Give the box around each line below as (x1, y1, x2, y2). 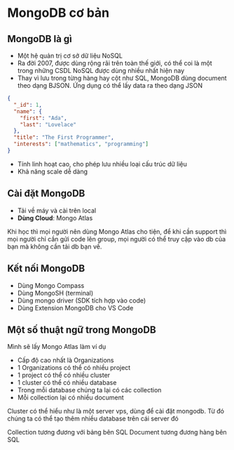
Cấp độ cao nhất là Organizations (17, 356, 114, 364)
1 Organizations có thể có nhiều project (17, 364, 131, 372)
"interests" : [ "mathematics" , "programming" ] (13, 140, 149, 148)
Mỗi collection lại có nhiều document (17, 393, 124, 402)
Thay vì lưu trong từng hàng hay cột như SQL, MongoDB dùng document (17, 74, 227, 82)
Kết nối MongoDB (7, 263, 85, 274)
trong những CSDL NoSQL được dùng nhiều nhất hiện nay (17, 67, 185, 74)
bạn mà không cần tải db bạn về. (7, 242, 102, 251)
